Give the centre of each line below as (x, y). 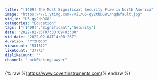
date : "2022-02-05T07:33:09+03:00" (42, 32)
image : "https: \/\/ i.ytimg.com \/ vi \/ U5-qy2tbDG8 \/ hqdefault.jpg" (74, 14)
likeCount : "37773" (25, 50)
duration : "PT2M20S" (26, 41)
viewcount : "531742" (26, 46)
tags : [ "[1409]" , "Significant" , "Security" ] (51, 28)
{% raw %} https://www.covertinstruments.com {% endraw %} (68, 73)
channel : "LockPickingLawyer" (36, 60)
